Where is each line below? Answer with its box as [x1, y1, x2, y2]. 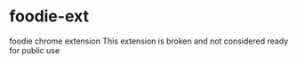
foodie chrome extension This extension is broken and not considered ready [9, 36, 289, 46]
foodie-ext [9, 6, 89, 27]
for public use [9, 44, 60, 55]
